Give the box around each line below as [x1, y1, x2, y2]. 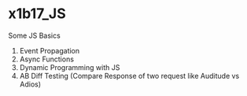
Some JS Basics [8, 31, 61, 40]
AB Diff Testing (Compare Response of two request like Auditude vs [19, 71, 240, 80]
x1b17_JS [8, 5, 66, 23]
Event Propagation [19, 46, 80, 55]
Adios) [19, 79, 42, 89]
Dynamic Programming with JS [19, 62, 120, 72]
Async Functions [19, 54, 75, 64]
